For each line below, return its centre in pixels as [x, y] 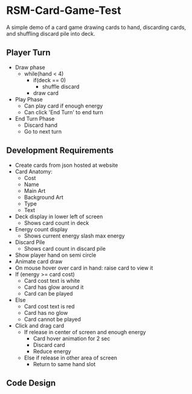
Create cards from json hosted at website [66, 165]
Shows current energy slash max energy [74, 236]
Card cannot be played [53, 319]
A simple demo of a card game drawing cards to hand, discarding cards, [96, 27]
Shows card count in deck [56, 223]
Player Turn [28, 53]
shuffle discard [61, 86]
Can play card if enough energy [63, 106]
